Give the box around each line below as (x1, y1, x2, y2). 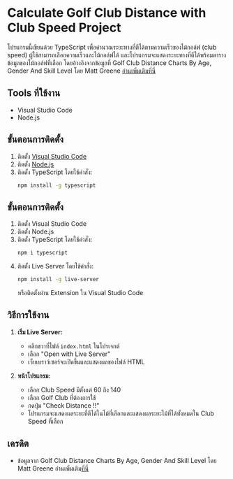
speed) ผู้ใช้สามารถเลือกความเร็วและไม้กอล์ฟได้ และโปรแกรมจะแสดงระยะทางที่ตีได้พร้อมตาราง (7, 50, 227, 59)
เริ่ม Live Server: (17, 327, 63, 336)
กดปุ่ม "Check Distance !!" (27, 401, 100, 410)
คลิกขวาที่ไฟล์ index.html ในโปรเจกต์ (27, 341, 120, 350)
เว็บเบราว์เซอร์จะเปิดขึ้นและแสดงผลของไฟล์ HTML (27, 357, 145, 366)
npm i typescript (17, 250, 68, 257)
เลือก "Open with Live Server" (27, 350, 111, 358)
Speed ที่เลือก (27, 417, 63, 425)
